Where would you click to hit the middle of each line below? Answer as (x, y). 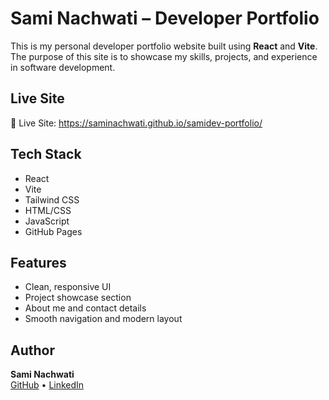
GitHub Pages (53, 231)
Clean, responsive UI (68, 287)
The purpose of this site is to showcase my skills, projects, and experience (164, 56)
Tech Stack (46, 154)
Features (38, 262)
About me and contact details (85, 308)
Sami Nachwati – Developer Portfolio (165, 18)
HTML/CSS (48, 210)
